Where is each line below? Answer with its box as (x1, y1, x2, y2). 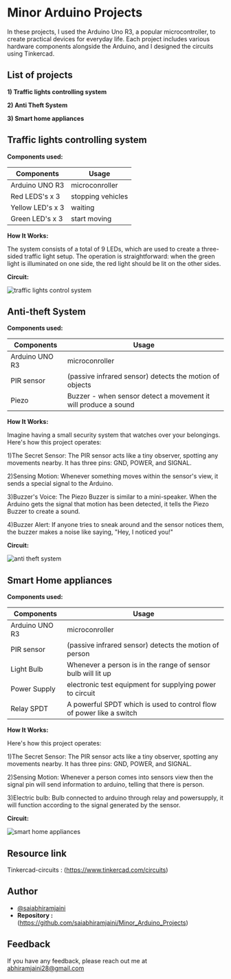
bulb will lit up (67, 668, 111, 678)
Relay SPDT (10, 704, 49, 714)
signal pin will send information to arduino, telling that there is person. (7, 780, 205, 789)
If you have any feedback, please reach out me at (7, 956, 148, 965)
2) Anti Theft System (7, 101, 68, 109)
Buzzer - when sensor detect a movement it (67, 392, 210, 401)
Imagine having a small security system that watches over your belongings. (7, 431, 221, 439)
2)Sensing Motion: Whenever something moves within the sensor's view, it (7, 472, 219, 480)
